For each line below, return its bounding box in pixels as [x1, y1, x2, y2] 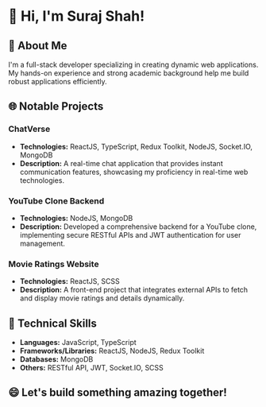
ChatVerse [8, 123, 51, 134]
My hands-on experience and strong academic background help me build [8, 68, 249, 78]
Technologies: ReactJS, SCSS [19, 277, 121, 286]
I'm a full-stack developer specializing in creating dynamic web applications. [8, 60, 259, 69]
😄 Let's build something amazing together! [8, 386, 228, 400]
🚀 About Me [8, 39, 67, 52]
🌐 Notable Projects [8, 99, 104, 114]
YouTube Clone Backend [8, 195, 105, 206]
